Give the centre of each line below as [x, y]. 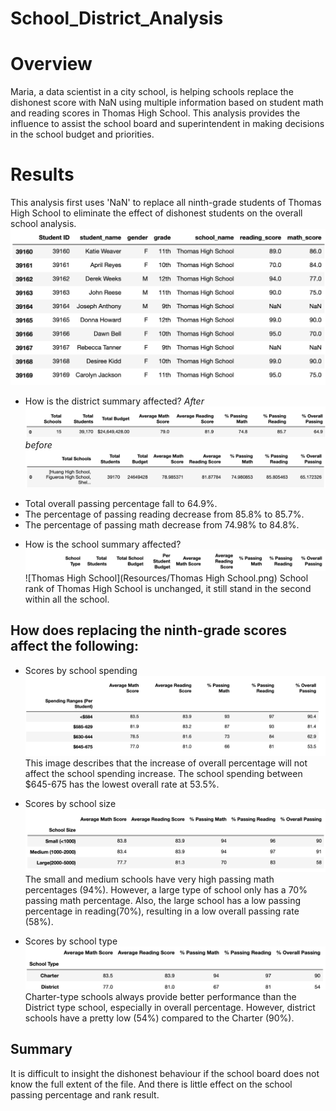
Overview [51, 64]
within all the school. [67, 599]
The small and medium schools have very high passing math [149, 879]
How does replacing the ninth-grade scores [149, 630]
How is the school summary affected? [103, 544]
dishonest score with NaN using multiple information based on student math [167, 103]
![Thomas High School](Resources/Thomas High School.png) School [166, 578]
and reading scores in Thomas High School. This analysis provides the [155, 113]
